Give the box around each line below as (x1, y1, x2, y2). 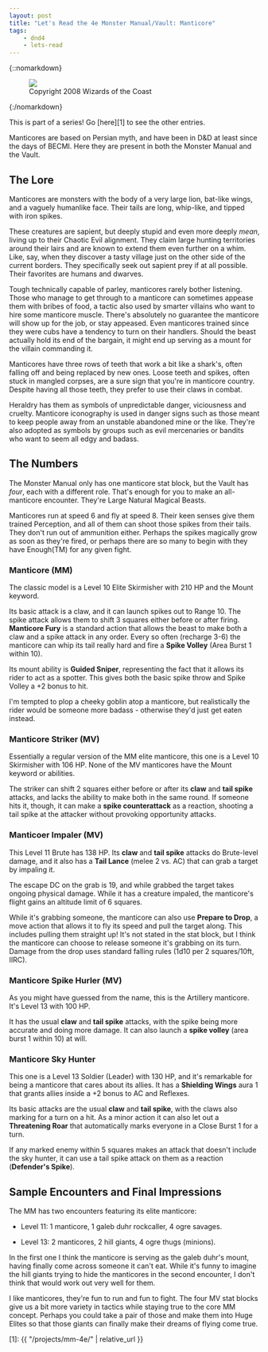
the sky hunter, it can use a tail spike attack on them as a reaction (9, 1153, 223, 1163)
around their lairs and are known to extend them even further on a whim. (9, 243, 247, 253)
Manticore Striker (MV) (9, 733, 100, 744)
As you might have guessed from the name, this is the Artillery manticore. (9, 992, 250, 1002)
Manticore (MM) (9, 564, 73, 575)
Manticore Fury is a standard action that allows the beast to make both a (9, 624, 247, 633)
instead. (9, 714, 36, 723)
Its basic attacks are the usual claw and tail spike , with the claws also (9, 1104, 238, 1114)
